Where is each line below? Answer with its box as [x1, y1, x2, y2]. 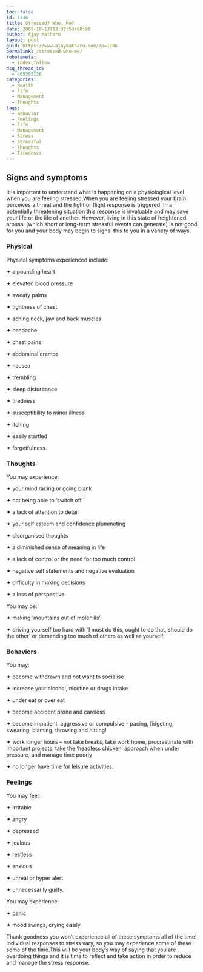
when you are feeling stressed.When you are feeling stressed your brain [6, 195, 187, 202]
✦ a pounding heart [6, 268, 56, 275]
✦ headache [6, 326, 38, 334]
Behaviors [6, 647, 38, 656]
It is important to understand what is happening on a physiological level [6, 189, 184, 196]
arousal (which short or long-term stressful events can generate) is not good [6, 221, 198, 228]
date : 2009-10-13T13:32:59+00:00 [6, 25, 91, 32]
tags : [6, 104, 20, 111]
